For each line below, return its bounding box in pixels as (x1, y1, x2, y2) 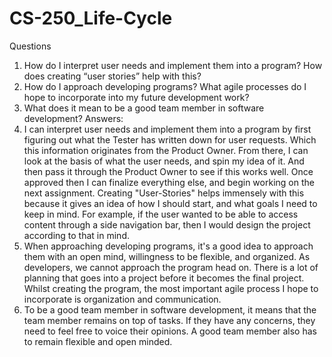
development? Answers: (23, 112, 124, 124)
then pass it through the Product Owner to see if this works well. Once (23, 165, 314, 177)
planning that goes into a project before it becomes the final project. (23, 272, 305, 284)
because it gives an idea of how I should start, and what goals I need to (23, 197, 318, 209)
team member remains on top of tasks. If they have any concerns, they (23, 314, 316, 326)
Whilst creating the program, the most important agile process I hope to (23, 282, 319, 294)
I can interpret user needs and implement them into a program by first (23, 123, 312, 135)
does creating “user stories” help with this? (23, 70, 202, 82)
